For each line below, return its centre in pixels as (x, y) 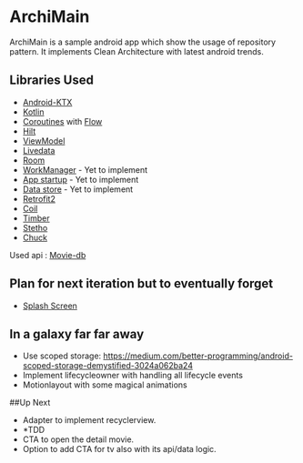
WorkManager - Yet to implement (85, 169)
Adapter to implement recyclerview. (89, 420)
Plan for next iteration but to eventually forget (141, 284)
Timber (36, 218)
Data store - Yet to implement (78, 189)
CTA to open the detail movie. (78, 439)
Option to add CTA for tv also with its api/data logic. (119, 449)
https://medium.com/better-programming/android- (198, 356)
